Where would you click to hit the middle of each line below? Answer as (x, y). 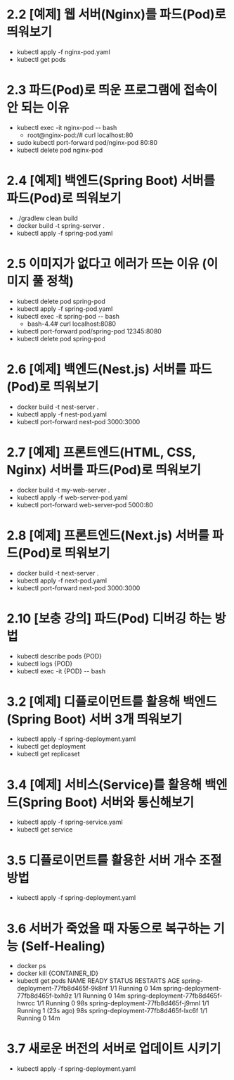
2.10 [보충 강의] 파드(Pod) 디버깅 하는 (109, 618)
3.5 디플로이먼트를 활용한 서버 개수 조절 (114, 860)
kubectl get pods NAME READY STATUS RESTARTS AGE (98, 981)
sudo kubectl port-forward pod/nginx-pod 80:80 (87, 142)
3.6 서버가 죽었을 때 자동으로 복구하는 (109, 928)
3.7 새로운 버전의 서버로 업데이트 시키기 (114, 1049)
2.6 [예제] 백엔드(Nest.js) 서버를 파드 (109, 369)
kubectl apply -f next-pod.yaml (61, 580)
